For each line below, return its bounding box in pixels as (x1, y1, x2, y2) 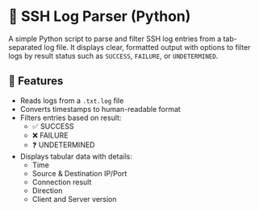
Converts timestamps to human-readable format (19, 104, 182, 113)
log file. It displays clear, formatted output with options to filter (44, 42, 251, 51)
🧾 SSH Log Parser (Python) (8, 7, 191, 26)
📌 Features (8, 74, 64, 88)
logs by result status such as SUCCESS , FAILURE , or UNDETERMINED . (8, 51, 219, 60)
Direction (31, 185, 63, 196)
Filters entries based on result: (19, 113, 122, 122)
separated (8, 42, 43, 51)
